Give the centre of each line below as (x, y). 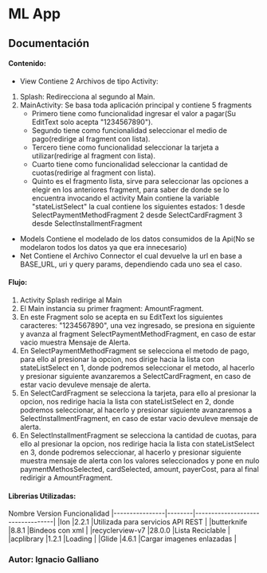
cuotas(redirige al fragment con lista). (94, 173)
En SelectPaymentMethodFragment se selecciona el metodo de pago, (134, 350)
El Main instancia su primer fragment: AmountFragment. (112, 308)
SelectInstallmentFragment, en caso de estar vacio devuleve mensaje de (139, 418)
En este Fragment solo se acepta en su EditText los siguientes (121, 317)
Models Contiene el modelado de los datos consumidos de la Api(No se (137, 239)
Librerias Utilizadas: (42, 496)
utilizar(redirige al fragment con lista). (93, 155)
